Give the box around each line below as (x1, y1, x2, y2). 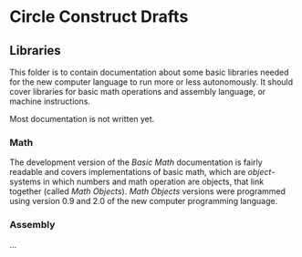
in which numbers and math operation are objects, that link (42, 176, 265, 188)
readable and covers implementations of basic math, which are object (9, 167, 272, 178)
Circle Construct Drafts (9, 6, 189, 27)
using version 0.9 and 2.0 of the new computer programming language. (9, 196, 278, 207)
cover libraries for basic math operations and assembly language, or (9, 87, 266, 97)
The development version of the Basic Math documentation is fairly (9, 157, 263, 168)
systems (9, 176, 41, 188)
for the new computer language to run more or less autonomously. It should (9, 77, 294, 87)
